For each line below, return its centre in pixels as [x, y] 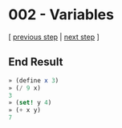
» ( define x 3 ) [34, 80]
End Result [36, 62]
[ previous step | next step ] [54, 37]
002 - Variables [61, 15]
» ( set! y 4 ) [30, 103]
